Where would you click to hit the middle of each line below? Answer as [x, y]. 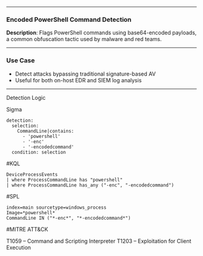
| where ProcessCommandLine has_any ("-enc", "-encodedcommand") [90, 185]
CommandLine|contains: [46, 131]
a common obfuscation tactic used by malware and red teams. [84, 39]
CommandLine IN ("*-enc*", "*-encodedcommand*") [69, 218]
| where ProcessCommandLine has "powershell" [64, 180]
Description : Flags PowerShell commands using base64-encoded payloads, [101, 33]
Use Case [21, 61]
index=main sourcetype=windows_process [56, 207]
